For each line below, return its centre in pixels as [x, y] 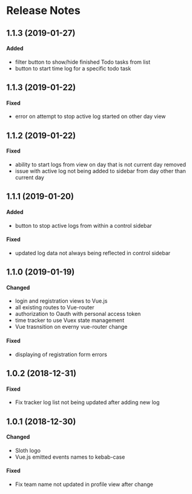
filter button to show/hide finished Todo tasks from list [82, 62]
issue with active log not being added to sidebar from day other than [101, 171]
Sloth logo [28, 450]
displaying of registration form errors [61, 354]
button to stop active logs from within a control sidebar [84, 225]
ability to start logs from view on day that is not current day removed [101, 164]
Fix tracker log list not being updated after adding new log [87, 402]
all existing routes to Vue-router [55, 307]
